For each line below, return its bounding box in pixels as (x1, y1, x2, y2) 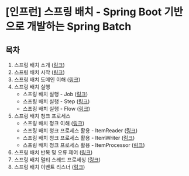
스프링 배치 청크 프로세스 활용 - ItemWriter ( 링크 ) (22, 135, 135, 141)
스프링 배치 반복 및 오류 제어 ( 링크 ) (13, 149, 93, 156)
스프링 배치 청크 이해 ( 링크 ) (22, 120, 85, 126)
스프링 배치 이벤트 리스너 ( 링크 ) (13, 164, 85, 170)
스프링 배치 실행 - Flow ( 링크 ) (22, 105, 91, 112)
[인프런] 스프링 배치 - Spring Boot (5, 5, 162, 19)
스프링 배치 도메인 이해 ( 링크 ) (13, 76, 81, 83)
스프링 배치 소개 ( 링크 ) (13, 62, 65, 68)
